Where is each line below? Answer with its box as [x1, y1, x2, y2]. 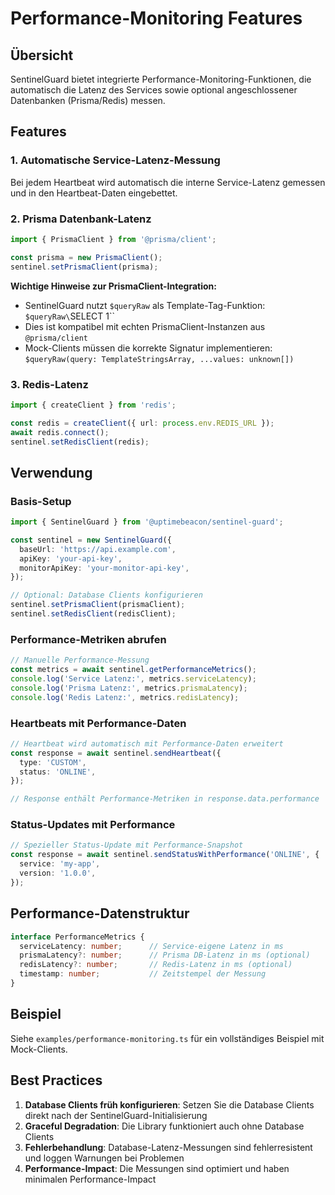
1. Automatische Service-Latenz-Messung [10, 153, 221, 167]
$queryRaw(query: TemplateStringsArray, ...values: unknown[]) [24, 354, 295, 364]
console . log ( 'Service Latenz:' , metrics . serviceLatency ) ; [10, 674, 257, 684]
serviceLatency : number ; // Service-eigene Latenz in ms [19, 941, 284, 951]
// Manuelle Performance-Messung [10, 655, 150, 666]
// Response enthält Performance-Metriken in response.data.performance [10, 794, 320, 804]
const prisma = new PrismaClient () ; [10, 252, 163, 262]
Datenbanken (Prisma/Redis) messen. [10, 95, 166, 106]
